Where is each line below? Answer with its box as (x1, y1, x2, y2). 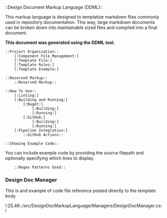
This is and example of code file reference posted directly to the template (5, 187, 156, 194)
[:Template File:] (14, 58, 52, 63)
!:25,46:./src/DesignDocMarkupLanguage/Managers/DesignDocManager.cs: (5, 202, 163, 209)
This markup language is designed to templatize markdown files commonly (5, 14, 160, 19)
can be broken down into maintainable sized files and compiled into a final (5, 24, 158, 30)
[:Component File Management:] (14, 53, 79, 58)
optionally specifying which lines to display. (5, 155, 95, 161)
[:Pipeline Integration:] (14, 128, 68, 133)
